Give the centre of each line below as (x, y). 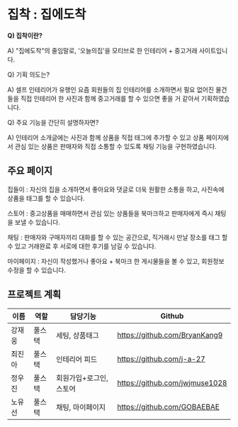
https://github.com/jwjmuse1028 (172, 382)
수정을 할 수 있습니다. (36, 270)
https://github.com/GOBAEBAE (168, 406)
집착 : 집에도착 (47, 15)
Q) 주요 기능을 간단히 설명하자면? (53, 122)
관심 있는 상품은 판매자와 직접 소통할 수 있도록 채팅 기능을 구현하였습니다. (116, 146)
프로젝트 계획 (34, 295)
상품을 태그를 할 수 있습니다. (46, 198)
